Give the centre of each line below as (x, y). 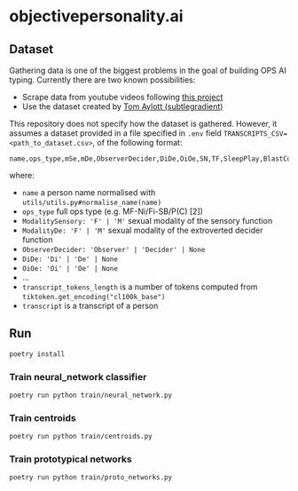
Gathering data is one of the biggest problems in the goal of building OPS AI (148, 70)
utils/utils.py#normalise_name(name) (92, 202)
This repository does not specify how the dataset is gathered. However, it (143, 123)
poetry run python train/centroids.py (81, 437)
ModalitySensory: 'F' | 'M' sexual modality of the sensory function (147, 221)
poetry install (37, 354)
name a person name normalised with (89, 192)
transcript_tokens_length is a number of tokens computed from (140, 287)
